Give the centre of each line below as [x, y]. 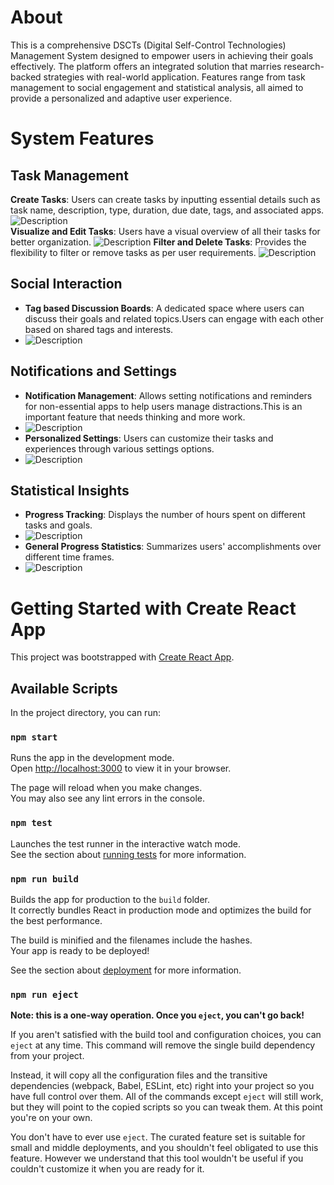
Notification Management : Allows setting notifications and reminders [168, 395]
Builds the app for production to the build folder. [110, 900]
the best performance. [56, 921]
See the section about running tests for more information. [128, 854]
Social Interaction [66, 284]
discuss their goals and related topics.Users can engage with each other [174, 318]
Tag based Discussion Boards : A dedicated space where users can [164, 308]
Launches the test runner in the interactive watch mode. [126, 843]
